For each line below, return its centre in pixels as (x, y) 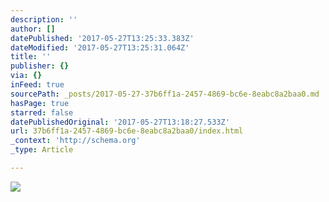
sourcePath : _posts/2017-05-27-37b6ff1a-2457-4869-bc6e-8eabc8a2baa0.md (165, 94)
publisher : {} (40, 66)
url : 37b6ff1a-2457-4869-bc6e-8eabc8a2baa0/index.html (127, 131)
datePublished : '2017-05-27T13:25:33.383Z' (102, 38)
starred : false (42, 112)
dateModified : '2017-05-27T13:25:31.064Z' (100, 47)
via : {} (26, 76)
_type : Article (42, 150)
